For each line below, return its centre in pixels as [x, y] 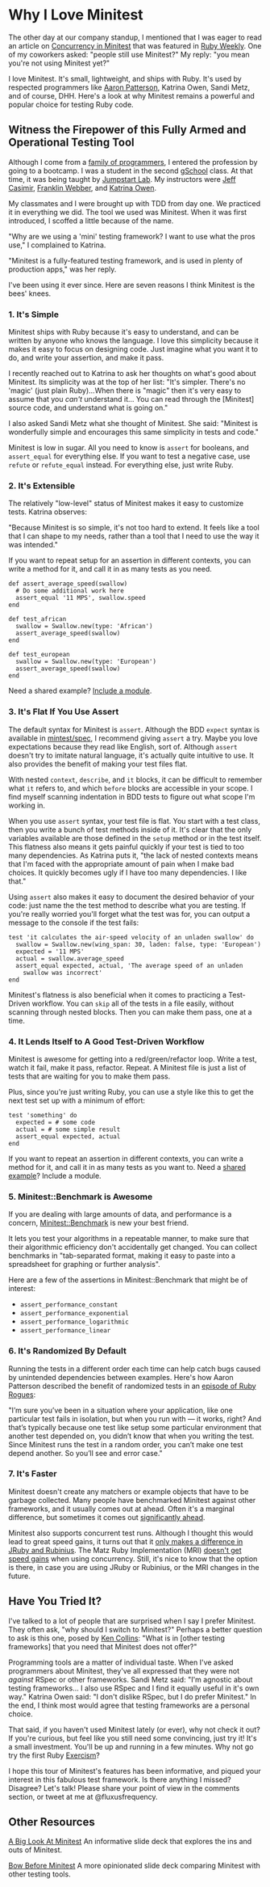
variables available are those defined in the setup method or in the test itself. [135, 838]
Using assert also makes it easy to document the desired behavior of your [132, 897]
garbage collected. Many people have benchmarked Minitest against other [132, 1500]
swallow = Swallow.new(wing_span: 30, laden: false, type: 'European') [139, 944]
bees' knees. [30, 293]
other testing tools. [39, 1874]
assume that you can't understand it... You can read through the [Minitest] [131, 399]
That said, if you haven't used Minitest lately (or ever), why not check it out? [134, 1729]
